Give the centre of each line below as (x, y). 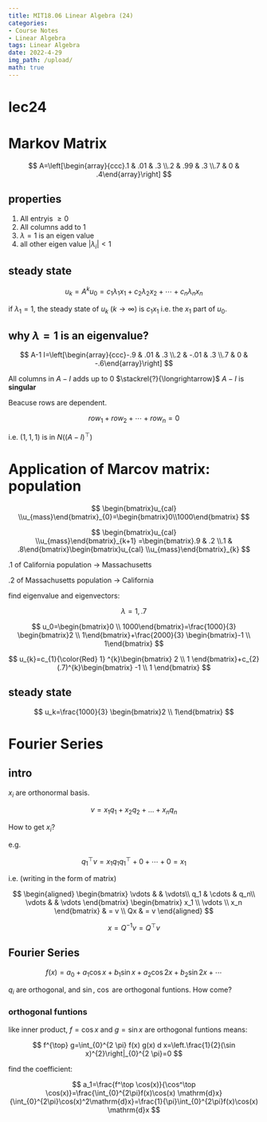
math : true (26, 68)
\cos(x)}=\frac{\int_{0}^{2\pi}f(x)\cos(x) (110, 1092)
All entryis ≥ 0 (44, 218)
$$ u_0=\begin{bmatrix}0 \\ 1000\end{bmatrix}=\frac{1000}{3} (134, 626)
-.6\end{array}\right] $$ (134, 363)
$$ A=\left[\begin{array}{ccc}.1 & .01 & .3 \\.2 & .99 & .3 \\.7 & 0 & (134, 165)
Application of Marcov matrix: (109, 469)
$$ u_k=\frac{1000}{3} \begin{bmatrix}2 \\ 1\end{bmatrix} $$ (134, 712)
